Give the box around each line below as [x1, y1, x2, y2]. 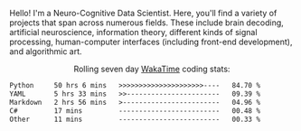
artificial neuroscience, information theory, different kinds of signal [9, 27, 258, 37]
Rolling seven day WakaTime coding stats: [73, 63, 230, 74]
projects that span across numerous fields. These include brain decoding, [9, 17, 285, 28]
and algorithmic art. [9, 46, 83, 57]
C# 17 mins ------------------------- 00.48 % [9, 106, 260, 116]
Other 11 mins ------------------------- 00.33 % [9, 115, 260, 124]
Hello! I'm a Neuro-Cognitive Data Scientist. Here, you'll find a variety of [9, 8, 277, 18]
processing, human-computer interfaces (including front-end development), [9, 36, 293, 47]
